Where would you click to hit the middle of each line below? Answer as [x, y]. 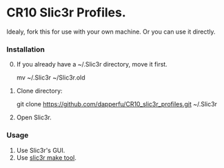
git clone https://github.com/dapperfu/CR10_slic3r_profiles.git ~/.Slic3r [117, 104]
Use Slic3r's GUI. [41, 150]
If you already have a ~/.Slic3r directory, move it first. [92, 64]
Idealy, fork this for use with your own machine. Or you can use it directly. [111, 32]
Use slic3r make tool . [47, 157]
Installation [26, 49]
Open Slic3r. [34, 117]
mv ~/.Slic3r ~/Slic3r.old [51, 77]
